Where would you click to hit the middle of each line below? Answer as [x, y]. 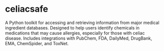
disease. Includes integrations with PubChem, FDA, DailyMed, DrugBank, [79, 38]
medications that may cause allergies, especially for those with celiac [75, 33]
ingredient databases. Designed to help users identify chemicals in [72, 27]
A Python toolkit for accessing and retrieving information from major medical [82, 23]
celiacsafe [27, 9]
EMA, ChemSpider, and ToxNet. [37, 43]
